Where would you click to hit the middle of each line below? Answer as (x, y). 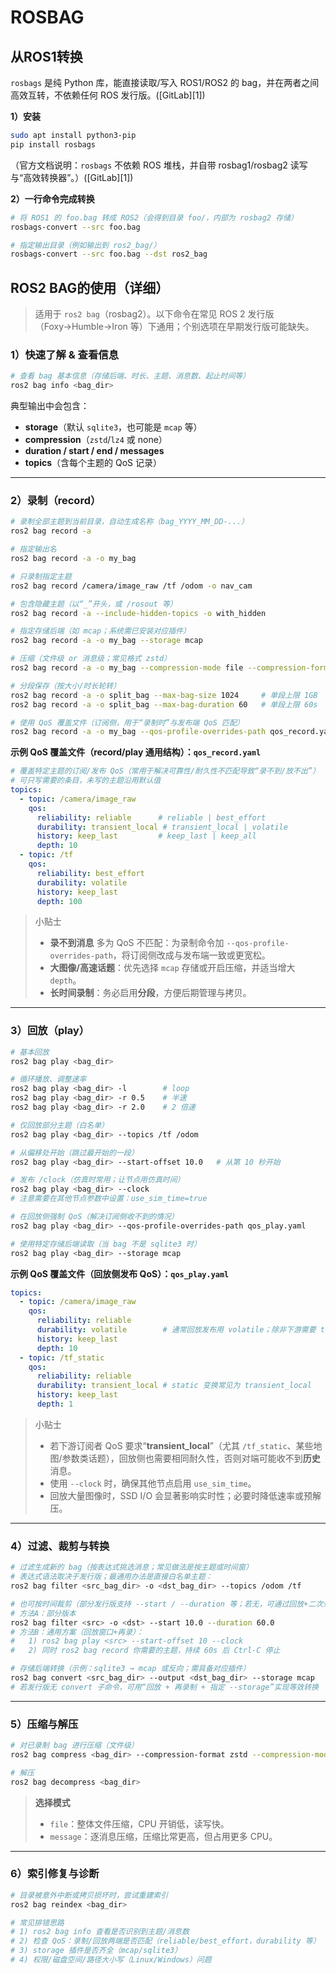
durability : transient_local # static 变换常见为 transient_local (174, 1386)
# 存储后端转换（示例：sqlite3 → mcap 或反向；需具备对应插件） (130, 1669)
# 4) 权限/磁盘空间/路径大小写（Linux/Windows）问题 (111, 1960)
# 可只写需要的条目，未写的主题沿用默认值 (86, 781)
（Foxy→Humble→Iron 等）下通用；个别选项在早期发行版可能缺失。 (174, 327)
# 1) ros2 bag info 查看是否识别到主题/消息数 (100, 1932)
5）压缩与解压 (44, 1724)
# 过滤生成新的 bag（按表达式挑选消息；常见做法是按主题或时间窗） (131, 1567)
